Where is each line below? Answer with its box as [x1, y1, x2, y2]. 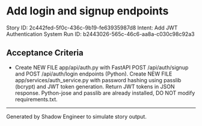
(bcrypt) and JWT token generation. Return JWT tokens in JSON [14, 83, 176, 90]
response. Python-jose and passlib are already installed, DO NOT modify [14, 89, 195, 97]
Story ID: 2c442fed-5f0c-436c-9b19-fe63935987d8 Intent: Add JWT [6, 24, 178, 31]
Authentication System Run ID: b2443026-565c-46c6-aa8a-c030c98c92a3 [6, 30, 195, 37]
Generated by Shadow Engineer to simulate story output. [6, 113, 147, 120]
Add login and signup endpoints [6, 4, 169, 18]
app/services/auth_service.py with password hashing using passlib [14, 76, 182, 83]
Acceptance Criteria [6, 48, 84, 58]
